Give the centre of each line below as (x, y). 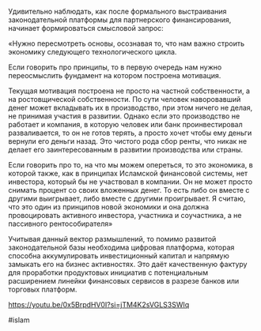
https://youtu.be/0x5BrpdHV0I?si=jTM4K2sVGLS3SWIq (99, 305)
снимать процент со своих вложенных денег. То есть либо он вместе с (129, 190)
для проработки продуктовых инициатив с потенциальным (108, 273)
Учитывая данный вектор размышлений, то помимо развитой (112, 239)
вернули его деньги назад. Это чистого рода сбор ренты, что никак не (128, 141)
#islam (19, 320)
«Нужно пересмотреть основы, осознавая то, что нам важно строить (127, 43)
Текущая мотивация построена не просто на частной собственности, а (129, 91)
